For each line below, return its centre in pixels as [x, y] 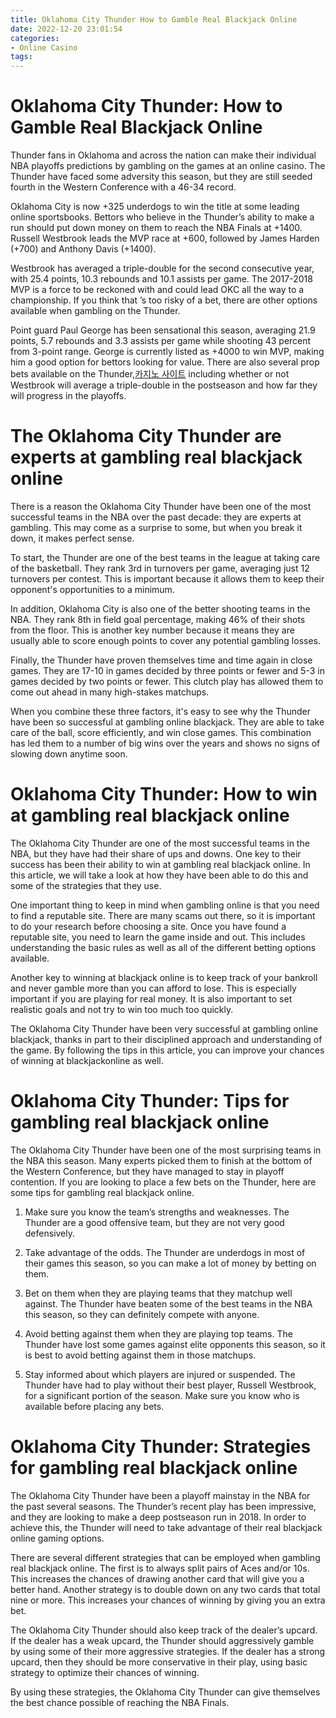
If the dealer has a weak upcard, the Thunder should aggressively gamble [162, 1640]
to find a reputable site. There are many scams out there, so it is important [163, 915]
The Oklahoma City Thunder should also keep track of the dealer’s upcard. [164, 1630]
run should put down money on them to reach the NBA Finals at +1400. [156, 228]
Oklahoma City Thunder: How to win [164, 794]
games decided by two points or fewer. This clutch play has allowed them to [167, 681]
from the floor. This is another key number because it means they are [152, 630]
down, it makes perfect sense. [72, 538]
